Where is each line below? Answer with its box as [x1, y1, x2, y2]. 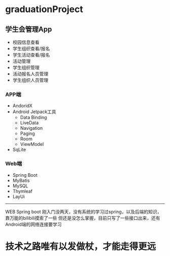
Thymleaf [12, 188, 33, 194]
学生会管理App [5, 25, 52, 33]
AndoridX [12, 103, 33, 109]
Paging [20, 130, 35, 137]
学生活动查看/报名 [12, 52, 50, 58]
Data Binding [20, 115, 47, 121]
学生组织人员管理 [12, 77, 49, 83]
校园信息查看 [12, 39, 39, 45]
